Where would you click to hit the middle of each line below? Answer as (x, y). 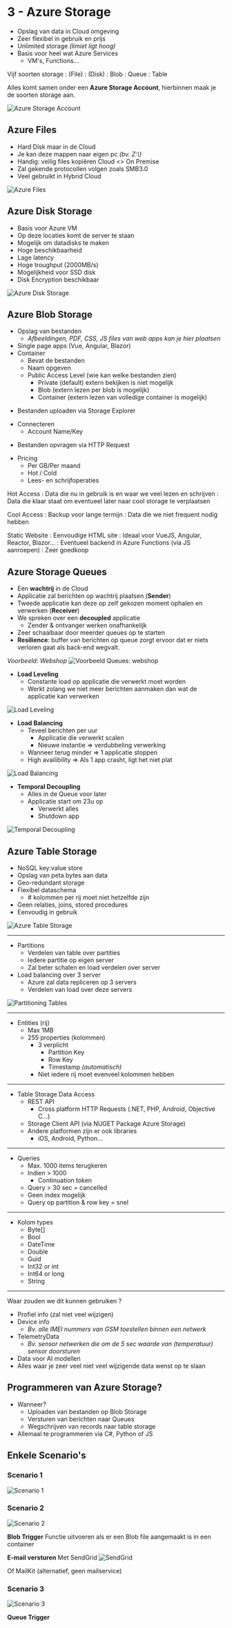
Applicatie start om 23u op (65, 802)
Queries (28, 1158)
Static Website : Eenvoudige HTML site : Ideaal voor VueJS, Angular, (105, 535)
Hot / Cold (42, 473)
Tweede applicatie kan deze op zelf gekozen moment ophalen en (110, 604)
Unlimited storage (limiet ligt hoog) (66, 46)
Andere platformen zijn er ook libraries (82, 1131)
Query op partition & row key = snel (78, 1202)
